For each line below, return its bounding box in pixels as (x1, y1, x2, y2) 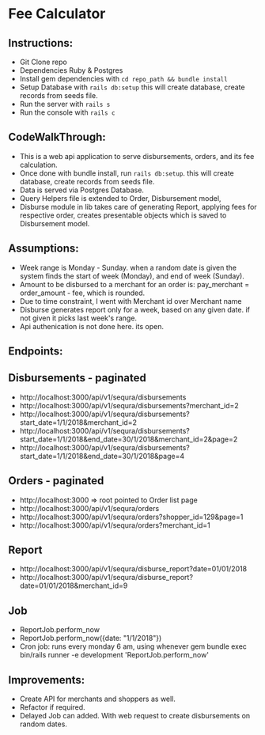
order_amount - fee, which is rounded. (19, 288, 146, 297)
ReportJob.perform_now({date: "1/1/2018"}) (19, 634, 162, 643)
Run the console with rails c (19, 108, 115, 117)
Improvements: (8, 673, 85, 687)
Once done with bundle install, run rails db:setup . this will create (19, 168, 235, 178)
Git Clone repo (19, 57, 67, 66)
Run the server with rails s (19, 100, 111, 108)
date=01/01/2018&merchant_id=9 (19, 581, 128, 590)
